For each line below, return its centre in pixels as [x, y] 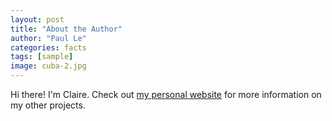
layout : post [37, 19]
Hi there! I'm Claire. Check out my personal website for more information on [166, 94]
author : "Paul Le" [48, 38]
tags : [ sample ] [42, 57]
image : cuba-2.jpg [48, 66]
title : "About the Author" [66, 29]
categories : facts [48, 47]
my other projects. [48, 105]
